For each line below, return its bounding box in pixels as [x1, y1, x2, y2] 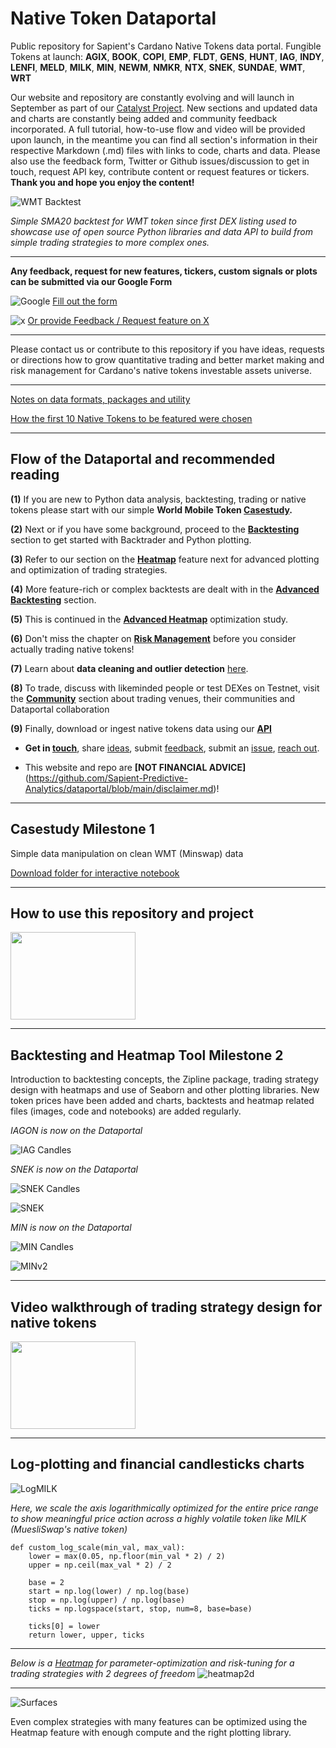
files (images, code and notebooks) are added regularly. [10, 1105, 242, 1117]
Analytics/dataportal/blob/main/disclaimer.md [24, 782, 214, 794]
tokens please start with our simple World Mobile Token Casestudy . [10, 503, 293, 516]
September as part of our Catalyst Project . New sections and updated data [10, 102, 318, 114]
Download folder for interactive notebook [10, 867, 180, 879]
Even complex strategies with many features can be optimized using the [10, 1715, 308, 1727]
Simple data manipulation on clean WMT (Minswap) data [10, 847, 244, 859]
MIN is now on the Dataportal [10, 1222, 132, 1234]
